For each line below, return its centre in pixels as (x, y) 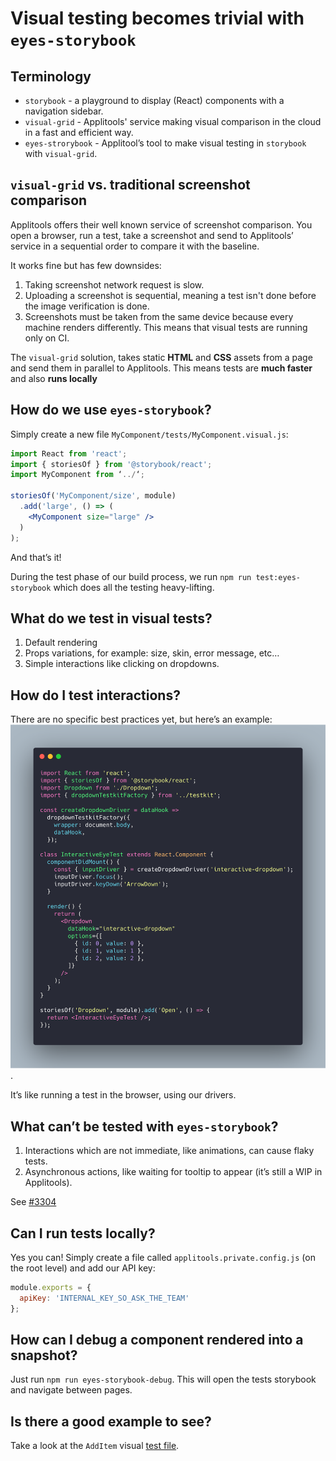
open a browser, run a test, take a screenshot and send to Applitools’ (152, 235)
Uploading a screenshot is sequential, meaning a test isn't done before (170, 295)
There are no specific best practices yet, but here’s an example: (141, 719)
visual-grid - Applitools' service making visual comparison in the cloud (173, 121)
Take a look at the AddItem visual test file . (95, 1446)
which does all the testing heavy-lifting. (134, 587)
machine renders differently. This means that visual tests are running (166, 327)
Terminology (51, 76)
